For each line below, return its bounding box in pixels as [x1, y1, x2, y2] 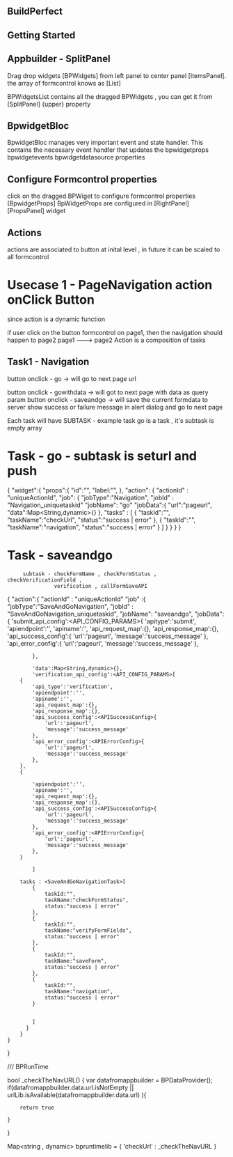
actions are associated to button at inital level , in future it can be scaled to [7, 245, 220, 254]
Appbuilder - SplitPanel [7, 53, 111, 65]
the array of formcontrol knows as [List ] [7, 79, 122, 87]
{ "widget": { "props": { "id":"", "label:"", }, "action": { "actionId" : [7, 486, 189, 494]
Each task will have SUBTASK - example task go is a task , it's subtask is [7, 416, 214, 424]
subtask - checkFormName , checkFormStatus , [22, 570, 157, 577]
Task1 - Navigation [7, 356, 90, 368]
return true [19, 1104, 54, 1111]
